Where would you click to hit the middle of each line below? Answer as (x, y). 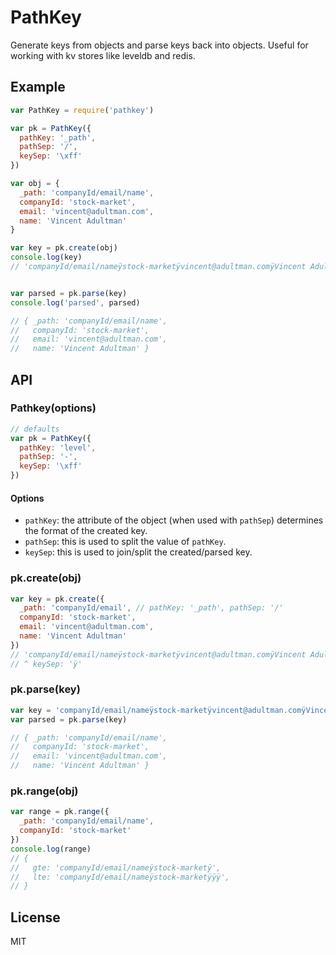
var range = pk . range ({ (60, 812)
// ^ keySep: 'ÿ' (46, 664)
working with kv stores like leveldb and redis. (103, 55)
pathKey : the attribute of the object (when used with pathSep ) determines (174, 520)
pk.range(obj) (44, 791)
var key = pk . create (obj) (64, 248)
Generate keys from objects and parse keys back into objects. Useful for (159, 45)
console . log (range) (51, 849)
